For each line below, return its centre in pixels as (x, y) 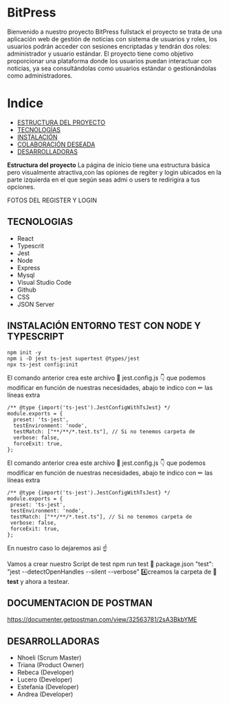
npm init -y (24, 352)
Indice (25, 104)
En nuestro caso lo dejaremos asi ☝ (57, 547)
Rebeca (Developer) (45, 673)
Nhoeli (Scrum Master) (49, 658)
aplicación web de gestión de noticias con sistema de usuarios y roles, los (112, 39)
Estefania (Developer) (48, 687)
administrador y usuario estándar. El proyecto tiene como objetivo (100, 54)
